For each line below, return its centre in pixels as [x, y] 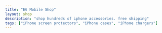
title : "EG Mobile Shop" [31, 9]
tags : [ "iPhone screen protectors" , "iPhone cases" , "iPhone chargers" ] [81, 23]
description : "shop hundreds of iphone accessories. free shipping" [77, 18]
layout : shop [19, 14]
